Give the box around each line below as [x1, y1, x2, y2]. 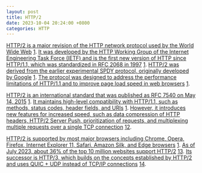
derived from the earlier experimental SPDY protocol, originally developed [6, 67, 189, 75]
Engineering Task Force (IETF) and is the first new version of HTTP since [6, 54, 186, 62]
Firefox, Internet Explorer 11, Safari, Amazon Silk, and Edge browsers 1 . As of [6, 141, 195, 148]
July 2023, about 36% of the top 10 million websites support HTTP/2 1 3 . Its [6, 148, 192, 155]
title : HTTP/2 [6, 14, 42, 20]
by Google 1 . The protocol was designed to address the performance [6, 74, 177, 81]
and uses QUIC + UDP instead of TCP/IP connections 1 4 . [6, 160, 146, 168]
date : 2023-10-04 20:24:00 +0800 [6, 20, 90, 26]
